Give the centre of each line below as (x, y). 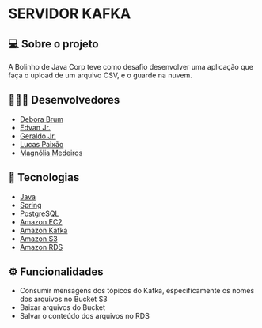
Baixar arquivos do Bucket (62, 307)
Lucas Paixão (42, 144)
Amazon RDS (41, 247)
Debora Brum (42, 119)
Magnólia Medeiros (51, 153)
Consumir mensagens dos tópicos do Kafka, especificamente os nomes (137, 291)
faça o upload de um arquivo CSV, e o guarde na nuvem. (100, 75)
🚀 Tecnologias (44, 177)
